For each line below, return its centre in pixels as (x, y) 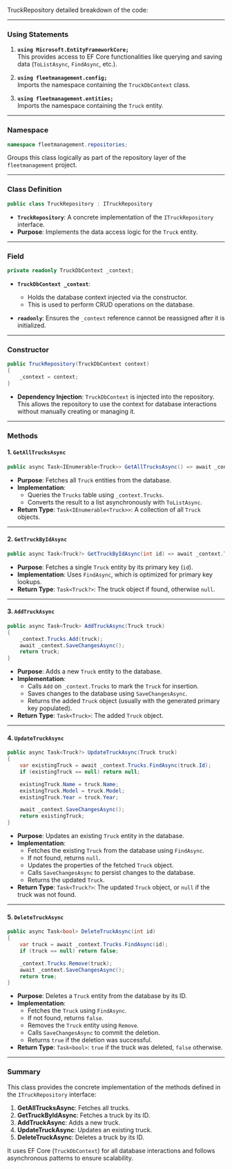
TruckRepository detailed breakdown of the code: (78, 10)
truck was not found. (47, 895)
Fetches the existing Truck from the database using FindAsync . (116, 851)
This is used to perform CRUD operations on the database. (111, 305)
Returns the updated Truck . (66, 880)
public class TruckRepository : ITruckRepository (80, 203)
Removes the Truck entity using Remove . (83, 1025)
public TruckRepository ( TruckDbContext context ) (78, 364)
